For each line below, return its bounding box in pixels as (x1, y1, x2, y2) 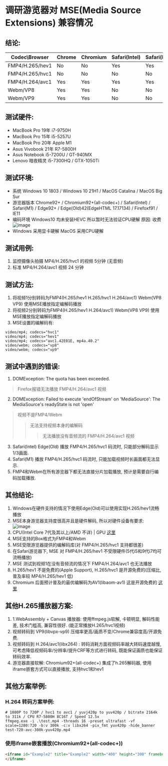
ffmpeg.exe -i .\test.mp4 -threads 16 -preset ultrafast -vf (5, 719, 135, 724)
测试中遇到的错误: (5, 362, 60, 370)
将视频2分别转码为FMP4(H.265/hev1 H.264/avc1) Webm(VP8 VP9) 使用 (12, 307, 159, 313)
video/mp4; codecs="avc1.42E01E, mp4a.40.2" (5, 338, 99, 343)
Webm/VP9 (7, 95, 35, 102)
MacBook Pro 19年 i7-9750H (12, 127, 71, 133)
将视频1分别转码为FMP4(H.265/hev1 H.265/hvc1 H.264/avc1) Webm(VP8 (12, 295, 161, 301)
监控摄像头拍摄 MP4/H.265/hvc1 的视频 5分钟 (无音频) (12, 258, 123, 264)
